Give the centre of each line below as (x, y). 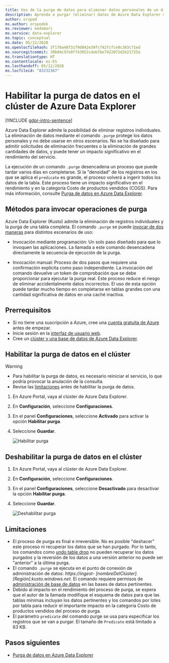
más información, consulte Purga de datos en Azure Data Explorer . (74, 193)
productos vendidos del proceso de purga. (57, 611)
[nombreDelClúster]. (117, 573)
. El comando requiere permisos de (107, 579)
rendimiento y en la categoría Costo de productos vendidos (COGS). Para (81, 188)
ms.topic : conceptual (28, 38)
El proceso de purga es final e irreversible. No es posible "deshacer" (83, 541)
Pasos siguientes (33, 643)
